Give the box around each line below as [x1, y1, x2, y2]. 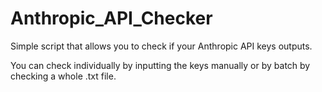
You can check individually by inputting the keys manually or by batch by [10, 59, 311, 71]
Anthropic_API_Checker [10, 7, 213, 30]
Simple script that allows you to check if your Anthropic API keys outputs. [10, 40, 313, 52]
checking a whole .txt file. [10, 70, 117, 82]
